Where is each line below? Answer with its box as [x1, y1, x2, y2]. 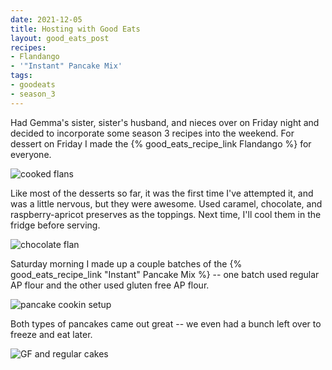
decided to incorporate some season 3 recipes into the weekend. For [10, 127, 295, 139]
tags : [10, 71, 33, 81]
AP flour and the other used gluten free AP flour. [10, 279, 210, 291]
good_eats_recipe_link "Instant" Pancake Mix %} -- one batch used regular [10, 268, 320, 280]
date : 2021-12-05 [10, 14, 83, 25]
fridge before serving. [10, 219, 101, 231]
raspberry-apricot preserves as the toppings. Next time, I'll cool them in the [10, 208, 322, 220]
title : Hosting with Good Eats [10, 24, 141, 34]
